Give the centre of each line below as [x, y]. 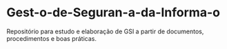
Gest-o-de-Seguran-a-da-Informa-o [113, 13]
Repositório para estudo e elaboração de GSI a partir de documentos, [105, 31]
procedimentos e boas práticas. [52, 38]
